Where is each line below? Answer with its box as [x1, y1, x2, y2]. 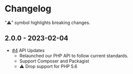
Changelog [4, 3, 51, 14]
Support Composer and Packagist [19, 58, 89, 64]
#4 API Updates [11, 47, 45, 53]
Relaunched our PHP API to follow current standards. [19, 52, 128, 58]
